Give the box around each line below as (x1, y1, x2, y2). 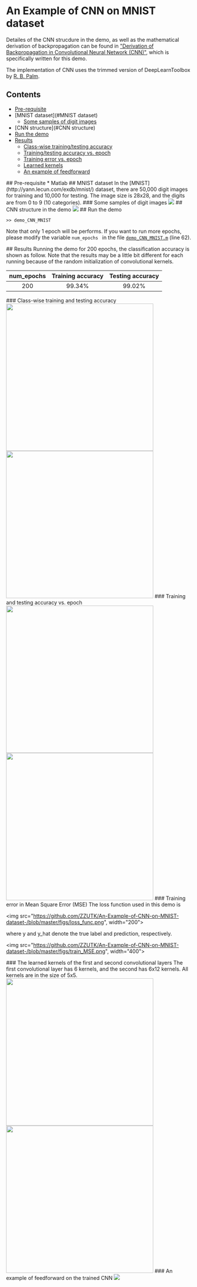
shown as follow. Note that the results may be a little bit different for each (6, 252, 183, 259)
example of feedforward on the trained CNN (6, 1274, 113, 1281)
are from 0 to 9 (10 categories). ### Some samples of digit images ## (6, 199, 183, 206)
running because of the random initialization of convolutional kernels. (6, 258, 174, 265)
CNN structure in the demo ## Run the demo (6, 206, 122, 213)
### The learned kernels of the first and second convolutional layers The (6, 959, 183, 966)
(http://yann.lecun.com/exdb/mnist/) (6, 186, 94, 193)
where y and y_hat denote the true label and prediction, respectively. (6, 930, 172, 937)
